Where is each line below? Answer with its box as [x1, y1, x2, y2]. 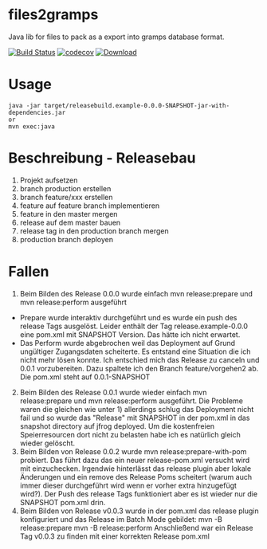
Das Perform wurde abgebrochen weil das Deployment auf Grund [19, 338, 236, 347]
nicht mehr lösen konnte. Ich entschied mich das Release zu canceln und [19, 355, 260, 364]
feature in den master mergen [19, 209, 118, 218]
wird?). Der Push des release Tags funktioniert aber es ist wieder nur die [19, 488, 257, 499]
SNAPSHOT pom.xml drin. [19, 497, 106, 507]
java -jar [8, 101, 41, 109]
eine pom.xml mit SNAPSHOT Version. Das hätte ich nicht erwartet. [19, 329, 241, 339]
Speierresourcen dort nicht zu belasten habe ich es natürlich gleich [19, 429, 241, 439]
